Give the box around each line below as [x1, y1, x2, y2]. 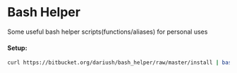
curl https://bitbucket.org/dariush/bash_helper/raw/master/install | [7, 59, 219, 67]
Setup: [7, 44, 28, 52]
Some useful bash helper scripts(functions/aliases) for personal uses [7, 27, 208, 36]
